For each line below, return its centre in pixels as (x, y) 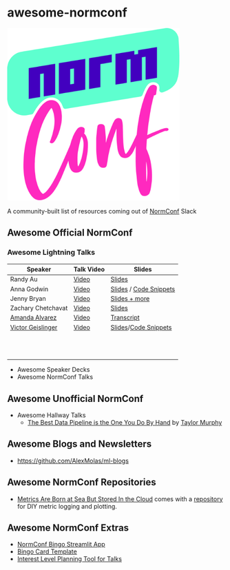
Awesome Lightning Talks (51, 253)
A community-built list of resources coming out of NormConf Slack (102, 211)
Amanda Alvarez (33, 317)
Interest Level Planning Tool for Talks (70, 559)
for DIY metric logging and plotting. (67, 506)
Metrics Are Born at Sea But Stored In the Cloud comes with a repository (120, 499)
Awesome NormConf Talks (55, 377)
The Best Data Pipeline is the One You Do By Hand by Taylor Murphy (125, 422)
